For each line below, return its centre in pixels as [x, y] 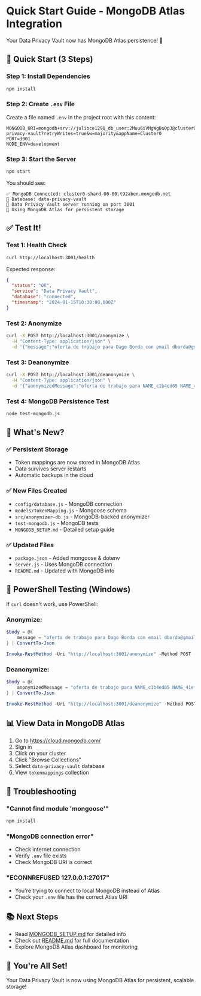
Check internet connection [48, 850]
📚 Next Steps [32, 916]
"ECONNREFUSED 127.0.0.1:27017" [58, 878]
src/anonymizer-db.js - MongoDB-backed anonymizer [82, 517]
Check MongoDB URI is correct [54, 862]
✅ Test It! [24, 228]
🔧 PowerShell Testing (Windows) [68, 589]
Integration [34, 24]
